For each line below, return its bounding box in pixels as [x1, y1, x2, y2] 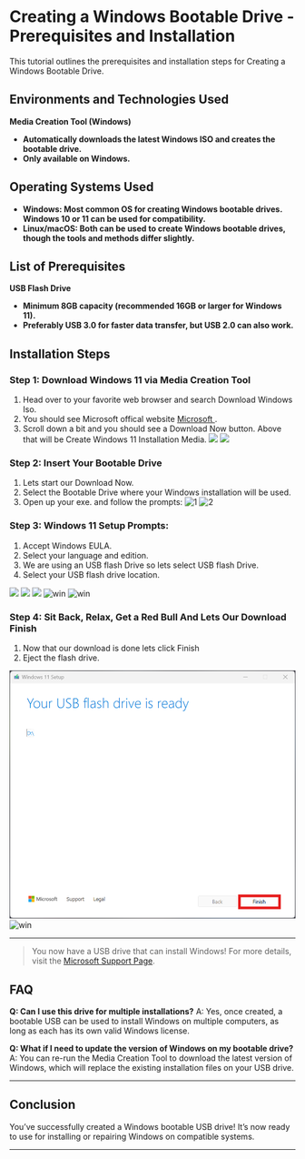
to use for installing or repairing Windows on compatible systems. [9, 1131, 255, 1142]
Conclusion [9, 1097, 76, 1113]
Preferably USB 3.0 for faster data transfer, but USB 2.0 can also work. [22, 320, 294, 331]
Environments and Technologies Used [9, 92, 230, 107]
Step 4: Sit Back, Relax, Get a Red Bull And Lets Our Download [9, 610, 288, 623]
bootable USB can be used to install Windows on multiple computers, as [9, 1015, 280, 1026]
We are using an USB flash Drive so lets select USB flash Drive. [22, 559, 259, 570]
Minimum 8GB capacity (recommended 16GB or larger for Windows [22, 300, 282, 311]
